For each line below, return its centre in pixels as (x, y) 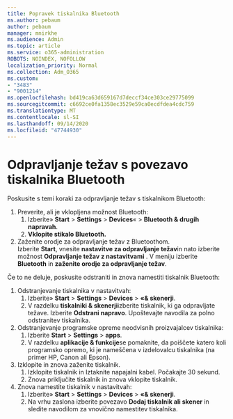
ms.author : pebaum (34, 20)
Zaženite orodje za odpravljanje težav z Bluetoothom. (94, 242)
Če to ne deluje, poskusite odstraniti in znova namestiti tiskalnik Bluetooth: (114, 277)
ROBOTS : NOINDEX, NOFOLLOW (46, 59)
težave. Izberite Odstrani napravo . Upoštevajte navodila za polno (121, 313)
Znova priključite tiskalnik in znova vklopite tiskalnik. (102, 379)
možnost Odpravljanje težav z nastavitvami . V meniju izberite (107, 256)
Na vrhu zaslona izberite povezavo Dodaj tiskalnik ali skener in (119, 402)
